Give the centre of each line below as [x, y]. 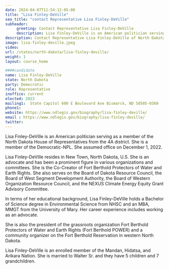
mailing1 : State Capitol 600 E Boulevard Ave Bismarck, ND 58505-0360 [82, 103]
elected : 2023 [20, 99]
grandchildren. [20, 261]
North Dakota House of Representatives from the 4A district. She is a [77, 142]
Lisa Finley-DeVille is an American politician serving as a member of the [79, 136]
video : [12, 47]
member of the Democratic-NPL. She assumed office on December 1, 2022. [84, 147]
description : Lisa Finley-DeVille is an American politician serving [91, 33]
